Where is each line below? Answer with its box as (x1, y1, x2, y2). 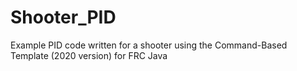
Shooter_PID (10, 6, 117, 29)
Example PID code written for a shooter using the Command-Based (10, 39, 288, 51)
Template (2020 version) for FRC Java (10, 49, 168, 61)
